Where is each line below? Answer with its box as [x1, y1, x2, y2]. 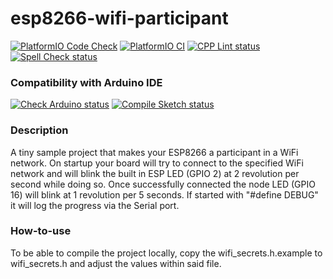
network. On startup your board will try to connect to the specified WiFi [10, 157, 304, 169]
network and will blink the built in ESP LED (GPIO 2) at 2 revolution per [10, 167, 300, 179]
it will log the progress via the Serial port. [10, 199, 180, 211]
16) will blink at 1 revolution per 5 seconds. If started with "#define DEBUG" [10, 188, 319, 201]
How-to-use [10, 224, 72, 238]
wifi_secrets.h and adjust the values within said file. [10, 257, 222, 269]
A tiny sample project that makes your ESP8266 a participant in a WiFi [10, 146, 299, 158]
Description [10, 123, 69, 137]
